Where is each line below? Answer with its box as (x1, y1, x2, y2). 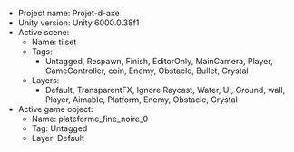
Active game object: (17, 104, 93, 114)
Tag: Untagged (31, 123, 88, 134)
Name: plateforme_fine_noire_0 (31, 113, 148, 124)
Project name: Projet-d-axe (17, 8, 120, 18)
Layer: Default (31, 133, 84, 143)
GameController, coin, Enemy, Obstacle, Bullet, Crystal (44, 65, 249, 76)
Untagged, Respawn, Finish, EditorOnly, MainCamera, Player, (44, 56, 274, 66)
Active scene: (17, 27, 70, 37)
